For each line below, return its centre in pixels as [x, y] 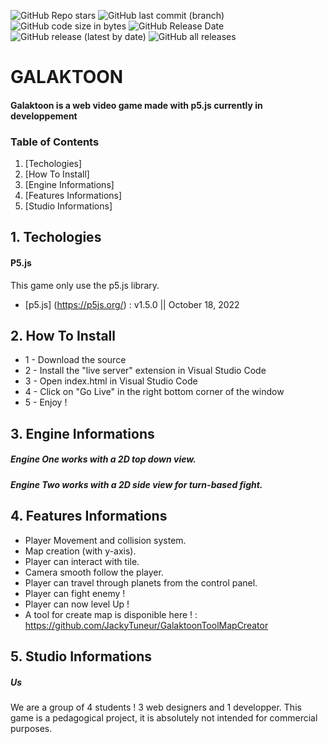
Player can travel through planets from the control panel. [141, 582]
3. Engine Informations [82, 433]
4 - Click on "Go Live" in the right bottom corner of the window [154, 392]
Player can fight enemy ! [75, 593]
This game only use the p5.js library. [85, 285]
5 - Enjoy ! [46, 402]
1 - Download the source [75, 360]
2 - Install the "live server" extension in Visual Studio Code [145, 371]
